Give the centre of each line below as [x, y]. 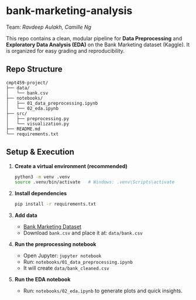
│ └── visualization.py [37, 124]
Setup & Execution [40, 152]
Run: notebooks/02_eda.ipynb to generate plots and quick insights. [103, 291]
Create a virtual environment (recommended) [71, 166]
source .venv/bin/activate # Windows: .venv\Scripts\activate [94, 182]
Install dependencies [41, 193]
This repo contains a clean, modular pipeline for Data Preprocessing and [94, 38]
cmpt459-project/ [27, 83]
